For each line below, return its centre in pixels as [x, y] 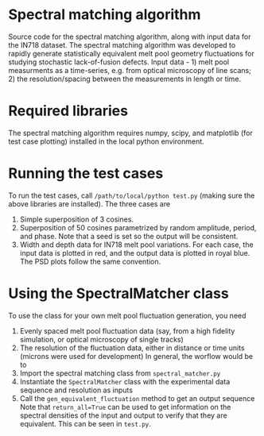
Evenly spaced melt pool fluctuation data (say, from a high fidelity [127, 330]
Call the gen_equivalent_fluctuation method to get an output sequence [137, 398]
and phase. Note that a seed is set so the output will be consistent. [129, 236]
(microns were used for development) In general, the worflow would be [136, 356]
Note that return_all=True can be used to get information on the [125, 407]
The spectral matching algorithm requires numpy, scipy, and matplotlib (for [130, 133]
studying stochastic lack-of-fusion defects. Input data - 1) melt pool [118, 62]
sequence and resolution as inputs [76, 390]
